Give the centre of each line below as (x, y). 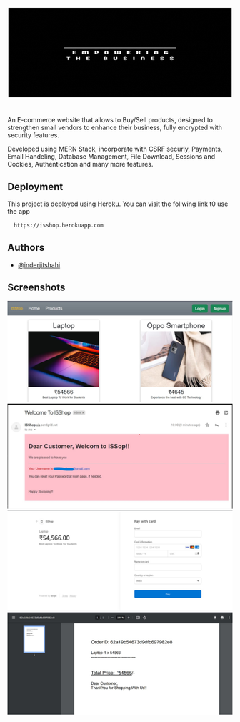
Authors (26, 248)
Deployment (35, 187)
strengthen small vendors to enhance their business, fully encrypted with (115, 128)
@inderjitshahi (39, 264)
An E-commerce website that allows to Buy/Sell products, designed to (110, 120)
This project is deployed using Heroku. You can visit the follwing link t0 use (118, 204)
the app (19, 211)
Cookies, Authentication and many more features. (80, 164)
